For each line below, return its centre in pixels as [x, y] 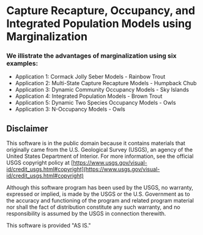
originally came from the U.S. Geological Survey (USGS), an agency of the [100, 150]
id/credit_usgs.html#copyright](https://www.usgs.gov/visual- [83, 170]
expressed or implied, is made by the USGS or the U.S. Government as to [98, 194]
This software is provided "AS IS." [49, 226]
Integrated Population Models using [99, 24]
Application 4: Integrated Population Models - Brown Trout [89, 96]
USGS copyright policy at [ [40, 163]
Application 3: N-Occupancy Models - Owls [70, 109]
